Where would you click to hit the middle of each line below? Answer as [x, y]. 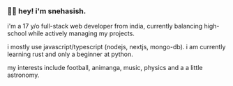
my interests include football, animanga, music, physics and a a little [105, 68]
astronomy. [23, 75]
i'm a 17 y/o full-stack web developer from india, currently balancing [105, 26]
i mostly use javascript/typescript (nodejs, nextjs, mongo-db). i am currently [116, 47]
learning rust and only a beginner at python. [70, 54]
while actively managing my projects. [81, 33]
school [17, 33]
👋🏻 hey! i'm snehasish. [47, 11]
